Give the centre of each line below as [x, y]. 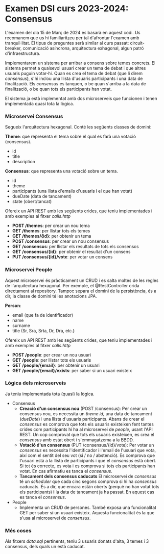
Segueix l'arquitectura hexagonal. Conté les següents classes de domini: [78, 127]
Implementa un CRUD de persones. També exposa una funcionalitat [88, 507]
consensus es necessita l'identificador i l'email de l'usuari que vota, [88, 450]
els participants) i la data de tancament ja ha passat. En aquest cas [87, 492]
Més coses [18, 530]
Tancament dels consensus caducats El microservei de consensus [88, 476]
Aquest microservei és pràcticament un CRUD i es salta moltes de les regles [82, 280]
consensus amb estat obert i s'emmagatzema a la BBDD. [77, 440]
